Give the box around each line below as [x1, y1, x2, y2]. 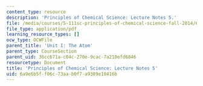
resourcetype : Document [6, 59, 66, 65]
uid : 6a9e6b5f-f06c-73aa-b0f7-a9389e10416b [6, 71, 118, 77]
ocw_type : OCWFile [6, 37, 53, 43]
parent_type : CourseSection [6, 48, 77, 55]
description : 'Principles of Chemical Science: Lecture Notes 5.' [6, 15, 177, 21]
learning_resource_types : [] [6, 31, 80, 38]
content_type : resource [6, 8, 66, 15]
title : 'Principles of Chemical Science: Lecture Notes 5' [6, 65, 158, 71]
